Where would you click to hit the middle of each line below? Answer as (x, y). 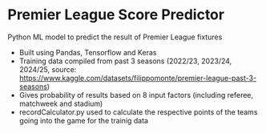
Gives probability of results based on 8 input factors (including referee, (136, 95)
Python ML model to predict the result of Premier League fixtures (115, 37)
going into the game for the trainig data (84, 120)
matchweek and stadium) (61, 103)
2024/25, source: (48, 69)
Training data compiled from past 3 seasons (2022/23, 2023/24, (125, 61)
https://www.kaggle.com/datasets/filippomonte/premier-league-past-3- (138, 78)
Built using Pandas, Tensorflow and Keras (88, 52)
